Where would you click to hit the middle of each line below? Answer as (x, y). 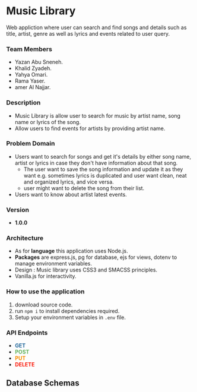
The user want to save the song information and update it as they (103, 169)
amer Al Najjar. (33, 87)
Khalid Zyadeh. (33, 68)
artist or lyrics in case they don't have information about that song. (96, 163)
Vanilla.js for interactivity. (45, 276)
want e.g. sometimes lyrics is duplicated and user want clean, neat (105, 175)
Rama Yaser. (30, 81)
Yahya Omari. (31, 75)
